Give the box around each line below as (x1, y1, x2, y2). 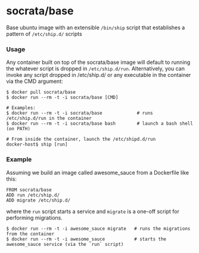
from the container (6, 231, 55, 237)
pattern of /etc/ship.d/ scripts (6, 30, 82, 37)
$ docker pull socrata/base (6, 90, 76, 95)
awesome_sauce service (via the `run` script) (6, 241, 124, 247)
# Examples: (6, 105, 36, 111)
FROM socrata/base (6, 187, 52, 193)
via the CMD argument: (6, 78, 64, 85)
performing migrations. (6, 214, 63, 221)
